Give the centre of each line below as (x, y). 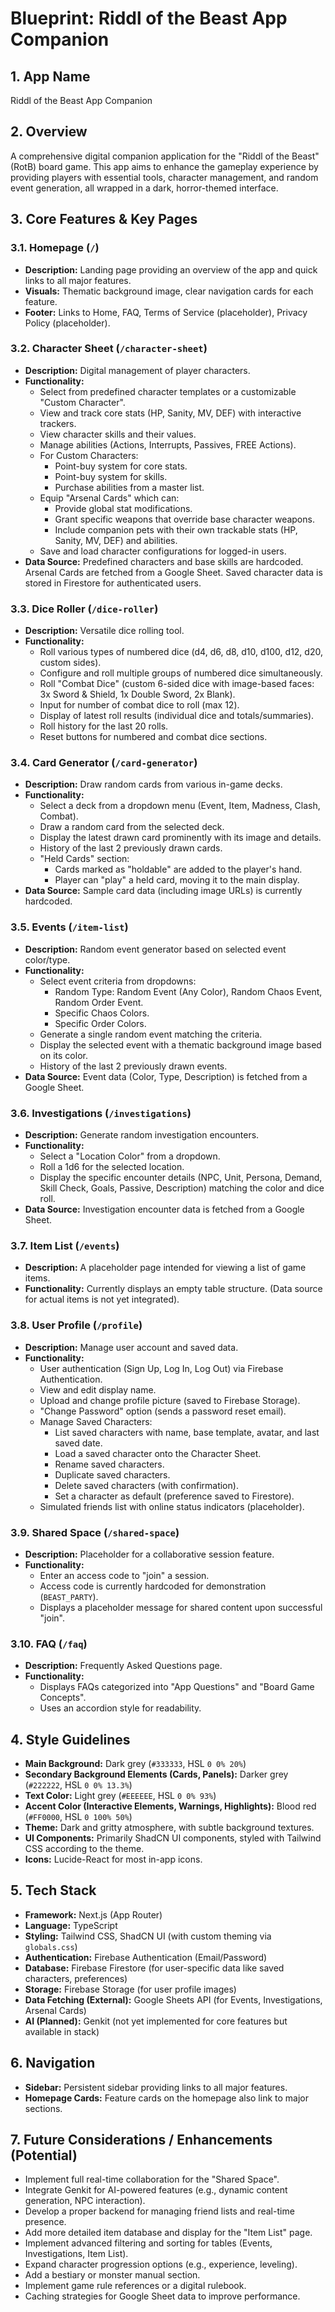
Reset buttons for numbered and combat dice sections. (153, 737)
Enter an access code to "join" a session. (124, 1575)
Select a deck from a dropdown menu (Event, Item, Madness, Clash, (180, 806)
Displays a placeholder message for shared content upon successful (181, 1607)
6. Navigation (53, 2063)
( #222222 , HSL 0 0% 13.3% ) (78, 1784)
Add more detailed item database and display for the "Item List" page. (168, 2233)
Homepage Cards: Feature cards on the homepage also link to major (166, 2098)
